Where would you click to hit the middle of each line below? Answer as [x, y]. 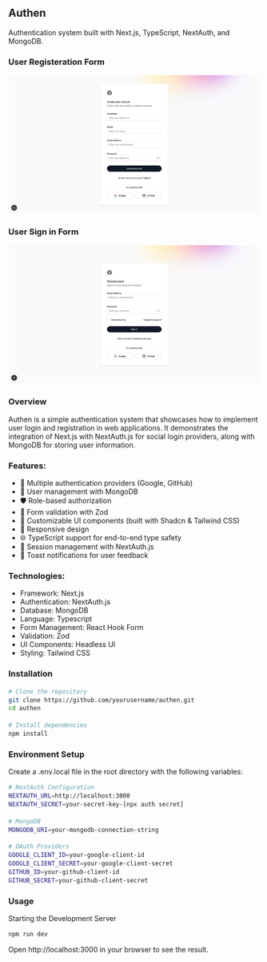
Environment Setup [47, 754]
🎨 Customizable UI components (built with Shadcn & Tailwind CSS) [130, 521]
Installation [31, 674]
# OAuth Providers [39, 847]
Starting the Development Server [62, 919]
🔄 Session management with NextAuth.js [87, 547]
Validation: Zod [45, 636]
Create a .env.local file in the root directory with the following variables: [126, 772]
